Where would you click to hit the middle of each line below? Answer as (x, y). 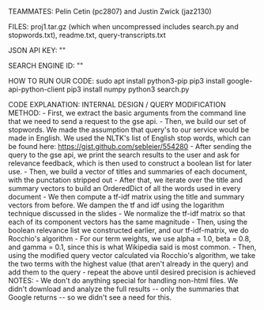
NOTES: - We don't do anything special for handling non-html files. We (123, 280)
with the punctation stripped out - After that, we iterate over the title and (126, 180)
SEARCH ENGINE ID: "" (46, 65)
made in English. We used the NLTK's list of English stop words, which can (130, 138)
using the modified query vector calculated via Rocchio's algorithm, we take (132, 255)
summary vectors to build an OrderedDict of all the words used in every (124, 188)
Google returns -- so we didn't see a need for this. (90, 297)
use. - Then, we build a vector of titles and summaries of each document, (128, 172)
